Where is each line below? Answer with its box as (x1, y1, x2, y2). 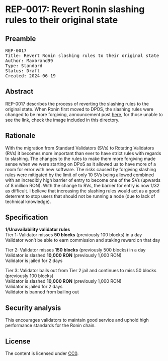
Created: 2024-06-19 (5, 73, 56, 79)
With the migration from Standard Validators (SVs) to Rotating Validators (5, 145, 154, 151)
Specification (5, 213, 48, 222)
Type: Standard (5, 63, 43, 69)
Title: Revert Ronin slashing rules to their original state (5, 53, 159, 59)
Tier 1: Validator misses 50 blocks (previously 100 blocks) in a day (5, 232, 142, 238)
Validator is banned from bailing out (5, 289, 79, 295)
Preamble (5, 34, 36, 43)
